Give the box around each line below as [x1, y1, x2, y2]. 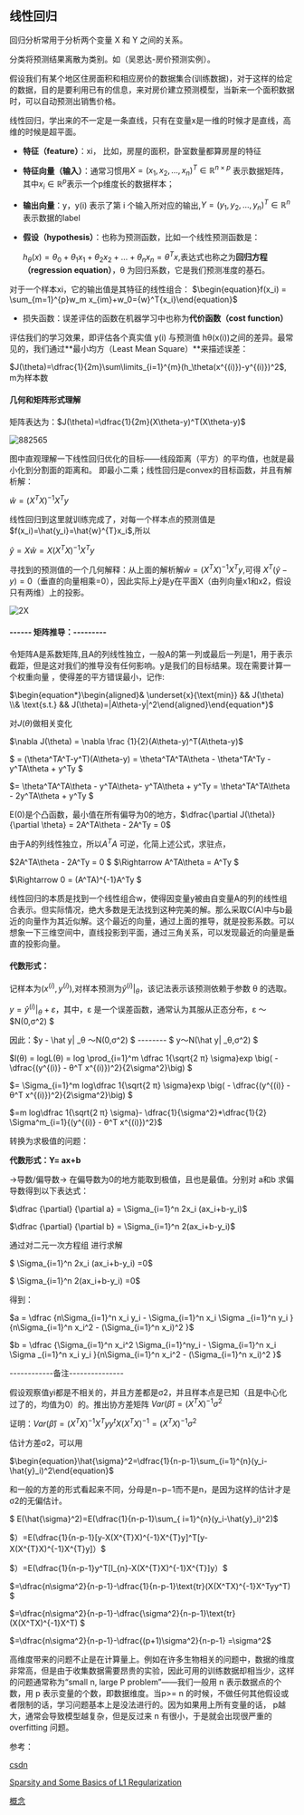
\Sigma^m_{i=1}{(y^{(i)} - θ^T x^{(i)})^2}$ [9, 1116, 163, 1127]
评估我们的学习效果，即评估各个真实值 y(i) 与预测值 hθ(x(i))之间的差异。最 [9, 332, 286, 343]
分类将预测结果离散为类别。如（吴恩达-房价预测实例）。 [9, 53, 215, 64]
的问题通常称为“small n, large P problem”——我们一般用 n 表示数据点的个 [9, 1676, 282, 1688]
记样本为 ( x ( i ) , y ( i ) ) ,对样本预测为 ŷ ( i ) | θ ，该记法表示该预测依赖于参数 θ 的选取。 [9, 981, 292, 995]
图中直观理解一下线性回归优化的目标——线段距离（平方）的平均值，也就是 [9, 452, 287, 464]
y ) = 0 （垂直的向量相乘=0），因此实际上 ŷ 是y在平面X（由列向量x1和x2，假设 [9, 575, 292, 587]
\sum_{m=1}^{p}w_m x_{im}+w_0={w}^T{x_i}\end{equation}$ [9, 294, 238, 305]
